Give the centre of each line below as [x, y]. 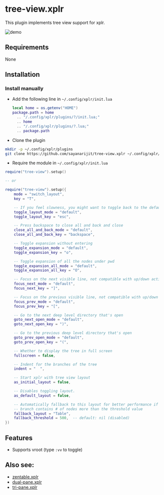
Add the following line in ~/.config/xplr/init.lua [62, 99]
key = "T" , [25, 199]
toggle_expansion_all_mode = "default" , [55, 266]
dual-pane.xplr [27, 482]
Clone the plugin [29, 140]
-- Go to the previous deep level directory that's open [73, 333]
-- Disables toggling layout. [45, 391]
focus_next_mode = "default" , [45, 284]
